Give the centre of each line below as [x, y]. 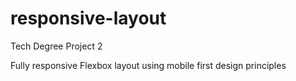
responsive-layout [88, 18]
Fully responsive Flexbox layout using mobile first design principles [148, 65]
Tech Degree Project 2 [56, 46]
